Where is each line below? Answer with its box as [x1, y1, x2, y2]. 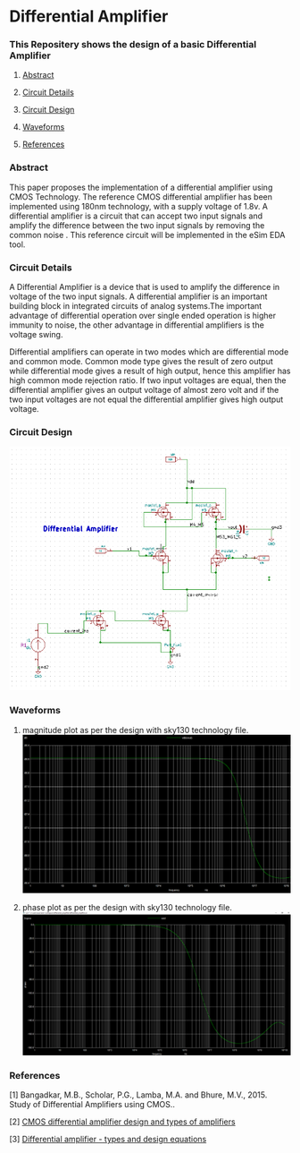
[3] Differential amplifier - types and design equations [9, 1134, 207, 1145]
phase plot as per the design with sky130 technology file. [21, 902, 232, 913]
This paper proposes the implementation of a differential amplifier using [9, 182, 273, 192]
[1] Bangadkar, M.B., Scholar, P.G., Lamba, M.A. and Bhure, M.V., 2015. [9, 1089, 268, 1100]
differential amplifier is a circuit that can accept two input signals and [9, 210, 263, 221]
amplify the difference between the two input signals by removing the [9, 219, 265, 230]
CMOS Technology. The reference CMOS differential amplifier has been [9, 191, 272, 202]
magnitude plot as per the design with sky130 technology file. [21, 724, 249, 735]
